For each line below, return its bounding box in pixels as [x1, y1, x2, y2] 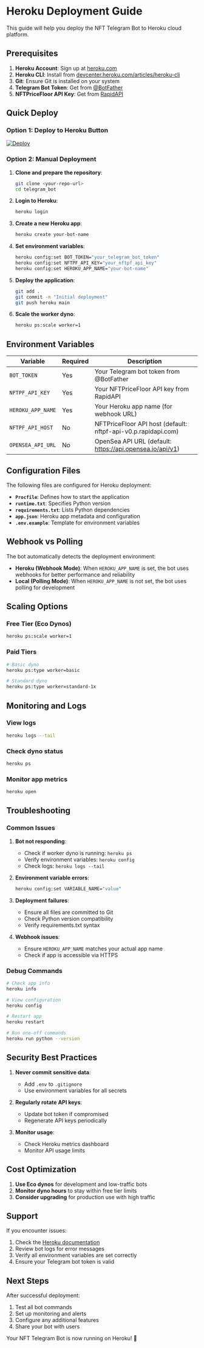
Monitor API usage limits [24, 1146, 86, 1154]
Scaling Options [6, 601, 68, 612]
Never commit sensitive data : [15, 1068, 91, 1075]
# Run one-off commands [6, 1030, 67, 1036]
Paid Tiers [6, 648, 37, 656]
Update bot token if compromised [24, 1110, 109, 1117]
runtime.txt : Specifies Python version [15, 500, 111, 507]
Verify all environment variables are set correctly [15, 1251, 137, 1259]
